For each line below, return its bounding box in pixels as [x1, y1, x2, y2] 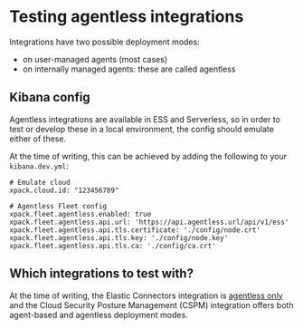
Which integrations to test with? [9, 266, 194, 282]
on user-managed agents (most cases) [22, 53, 168, 64]
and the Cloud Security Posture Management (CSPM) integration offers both [9, 299, 294, 310]
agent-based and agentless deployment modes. [9, 309, 188, 320]
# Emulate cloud [9, 178, 71, 187]
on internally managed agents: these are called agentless [22, 63, 236, 74]
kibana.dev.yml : [9, 160, 70, 171]
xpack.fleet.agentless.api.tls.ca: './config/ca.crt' [9, 241, 217, 250]
